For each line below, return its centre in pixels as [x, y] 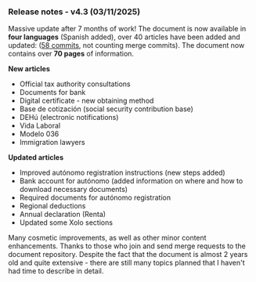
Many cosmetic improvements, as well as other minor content [107, 238]
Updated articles [36, 157]
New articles [29, 69]
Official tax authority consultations [75, 84]
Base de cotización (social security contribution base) [106, 109]
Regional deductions [52, 206]
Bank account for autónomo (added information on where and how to [131, 181]
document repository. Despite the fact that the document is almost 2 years [128, 255]
